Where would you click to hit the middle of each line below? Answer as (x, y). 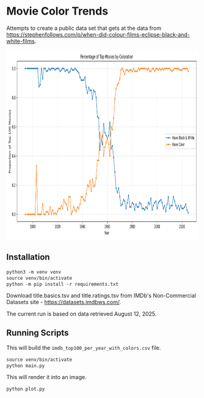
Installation (28, 257)
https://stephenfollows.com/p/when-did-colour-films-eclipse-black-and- (98, 34)
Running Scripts (38, 333)
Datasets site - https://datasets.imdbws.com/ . (64, 302)
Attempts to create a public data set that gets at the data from (84, 28)
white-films (20, 41)
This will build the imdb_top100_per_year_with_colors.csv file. (84, 347)
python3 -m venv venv (34, 272)
